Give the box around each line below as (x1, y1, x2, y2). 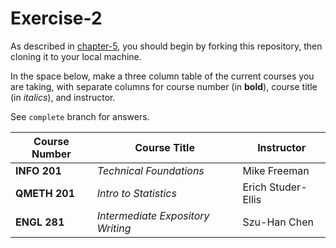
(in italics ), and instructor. (10, 91, 116, 103)
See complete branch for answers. (10, 110, 150, 122)
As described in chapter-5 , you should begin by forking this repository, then (10, 40, 323, 52)
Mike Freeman (242, 163, 310, 177)
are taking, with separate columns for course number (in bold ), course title (10, 80, 318, 92)
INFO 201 (15, 163, 62, 177)
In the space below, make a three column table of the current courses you (10, 70, 315, 82)
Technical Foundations (96, 163, 205, 177)
